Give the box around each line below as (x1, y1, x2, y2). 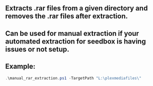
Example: (5, 62, 35, 71)
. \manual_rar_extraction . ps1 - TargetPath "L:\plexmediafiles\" (5, 75, 142, 80)
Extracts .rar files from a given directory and (5, 4, 148, 13)
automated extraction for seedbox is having (5, 37, 146, 46)
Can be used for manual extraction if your (5, 29, 139, 37)
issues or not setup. (5, 45, 69, 54)
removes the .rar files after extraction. (5, 12, 128, 21)
